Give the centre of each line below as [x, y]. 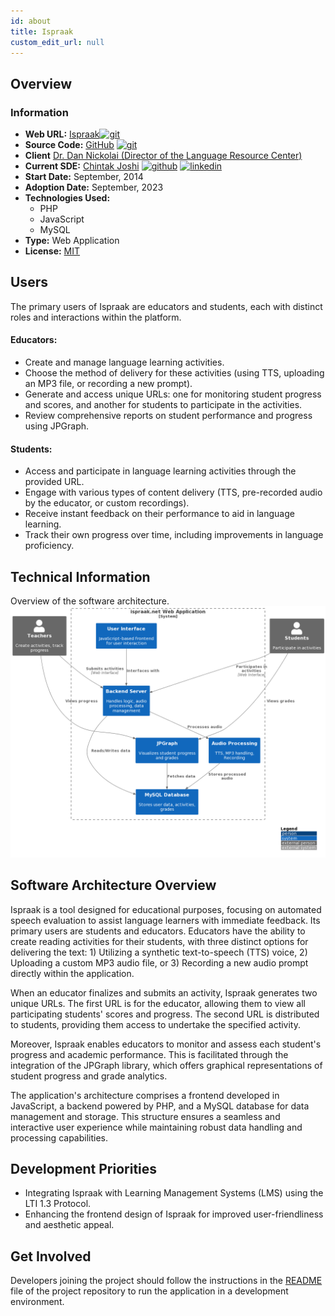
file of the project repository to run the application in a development [149, 1291]
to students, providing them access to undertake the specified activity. [156, 1024]
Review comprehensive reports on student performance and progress [168, 416]
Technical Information [80, 576]
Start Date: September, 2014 [84, 177]
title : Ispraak [42, 31]
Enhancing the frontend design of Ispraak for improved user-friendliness [174, 1214]
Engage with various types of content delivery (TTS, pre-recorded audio [173, 492]
